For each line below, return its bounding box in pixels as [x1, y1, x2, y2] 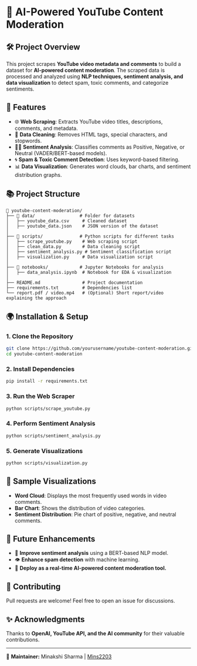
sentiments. [6, 85, 35, 92]
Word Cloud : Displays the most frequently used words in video [14, 492, 167, 499]
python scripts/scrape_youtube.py [6, 406, 91, 411]
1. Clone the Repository [6, 332, 73, 340]
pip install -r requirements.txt [6, 379, 88, 384]
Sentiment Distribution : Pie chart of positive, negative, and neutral [14, 511, 176, 518]
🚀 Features [6, 102, 46, 112]
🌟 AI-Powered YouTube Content [6, 5, 164, 19]
